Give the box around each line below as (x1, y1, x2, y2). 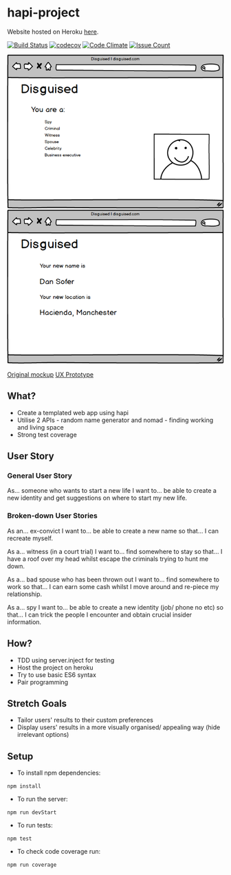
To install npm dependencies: (16, 768, 101, 777)
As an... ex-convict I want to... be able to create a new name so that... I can (7, 527, 219, 535)
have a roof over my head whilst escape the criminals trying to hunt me (7, 555, 208, 563)
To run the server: (16, 795, 68, 804)
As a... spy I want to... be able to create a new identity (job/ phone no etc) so (7, 603, 223, 611)
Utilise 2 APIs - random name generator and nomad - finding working (16, 416, 214, 424)
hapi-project (7, 5, 80, 21)
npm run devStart (7, 809, 57, 816)
